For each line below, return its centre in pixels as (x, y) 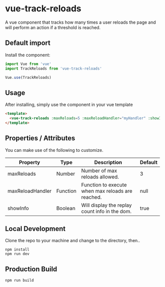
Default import (28, 43)
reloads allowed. (100, 177)
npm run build (20, 281)
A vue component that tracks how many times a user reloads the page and (81, 22)
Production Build (31, 269)
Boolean (66, 208)
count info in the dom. (106, 211)
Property (29, 162)
